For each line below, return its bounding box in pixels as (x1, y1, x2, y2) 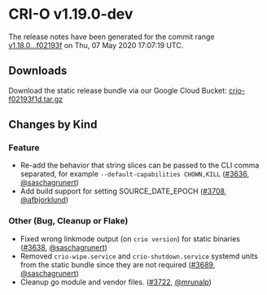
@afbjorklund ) (20, 195, 69, 205)
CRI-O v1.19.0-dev (8, 5, 133, 24)
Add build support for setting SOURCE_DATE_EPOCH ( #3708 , (20, 186, 227, 196)
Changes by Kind (8, 118, 98, 132)
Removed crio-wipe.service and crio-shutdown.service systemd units (20, 251, 258, 261)
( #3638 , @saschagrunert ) (20, 242, 108, 252)
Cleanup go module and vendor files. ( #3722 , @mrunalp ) (20, 277, 212, 287)
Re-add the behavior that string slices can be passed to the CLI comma (20, 160, 260, 171)
